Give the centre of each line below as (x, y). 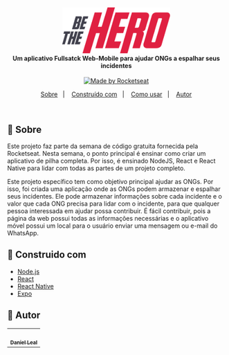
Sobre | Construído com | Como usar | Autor (116, 94)
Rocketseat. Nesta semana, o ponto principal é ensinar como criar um (107, 154)
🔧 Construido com (47, 255)
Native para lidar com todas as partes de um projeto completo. (96, 168)
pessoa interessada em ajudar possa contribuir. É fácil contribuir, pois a (109, 211)
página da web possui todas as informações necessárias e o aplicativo (108, 219)
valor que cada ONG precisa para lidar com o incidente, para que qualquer (113, 204)
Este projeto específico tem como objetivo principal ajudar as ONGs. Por (110, 182)
